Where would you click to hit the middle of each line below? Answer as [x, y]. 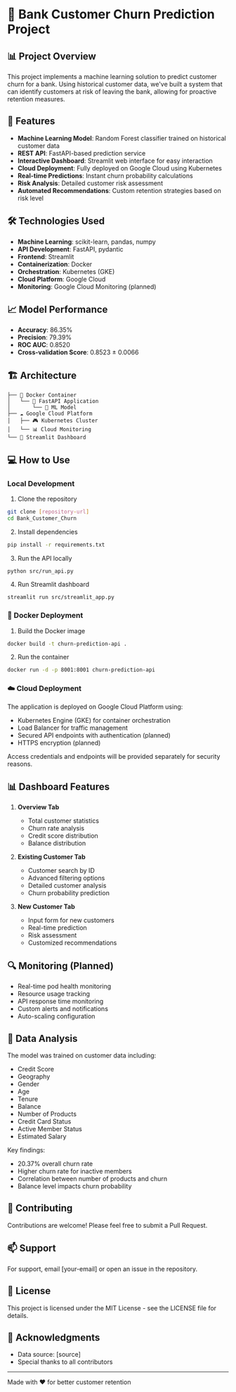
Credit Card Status [44, 1121]
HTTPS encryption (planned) [59, 742]
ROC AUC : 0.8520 [44, 345]
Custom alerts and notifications [63, 1009]
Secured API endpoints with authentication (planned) [94, 735]
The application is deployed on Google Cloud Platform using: [95, 707]
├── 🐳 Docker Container [42, 395]
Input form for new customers [71, 920]
